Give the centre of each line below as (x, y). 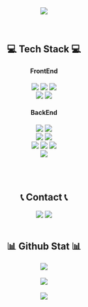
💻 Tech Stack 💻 (44, 49)
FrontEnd (44, 71)
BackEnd (44, 113)
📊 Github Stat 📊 (44, 246)
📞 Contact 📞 (44, 197)
